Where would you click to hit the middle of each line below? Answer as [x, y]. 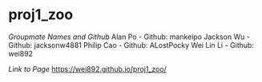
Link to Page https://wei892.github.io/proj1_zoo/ [87, 68]
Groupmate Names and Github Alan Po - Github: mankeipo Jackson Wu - [129, 37]
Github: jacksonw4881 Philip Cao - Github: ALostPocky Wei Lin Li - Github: [131, 45]
